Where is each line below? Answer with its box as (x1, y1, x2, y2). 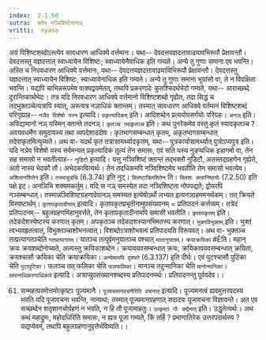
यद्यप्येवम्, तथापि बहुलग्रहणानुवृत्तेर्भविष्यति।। (20, 322, 129, 331)
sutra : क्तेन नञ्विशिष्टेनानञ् (9, 19, 83, 27)
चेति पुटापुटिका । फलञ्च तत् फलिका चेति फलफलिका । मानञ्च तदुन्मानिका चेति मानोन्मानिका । (9, 262, 228, 271)
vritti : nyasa (9, 26, 59, 34)
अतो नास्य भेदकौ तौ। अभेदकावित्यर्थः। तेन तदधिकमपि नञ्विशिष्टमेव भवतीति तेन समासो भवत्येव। (9, 164, 247, 173)
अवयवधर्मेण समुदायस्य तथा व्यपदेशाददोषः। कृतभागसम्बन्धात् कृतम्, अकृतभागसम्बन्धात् (9, 128, 218, 138)
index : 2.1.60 (9, 11, 59, 20)
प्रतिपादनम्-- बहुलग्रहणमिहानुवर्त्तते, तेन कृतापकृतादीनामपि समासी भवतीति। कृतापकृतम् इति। (9, 208, 230, 217)
